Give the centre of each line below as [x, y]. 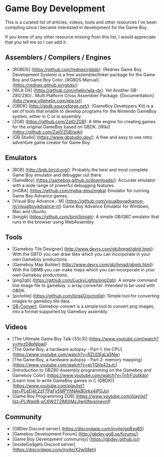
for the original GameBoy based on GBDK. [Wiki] [61, 127]
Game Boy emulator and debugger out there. [57, 175]
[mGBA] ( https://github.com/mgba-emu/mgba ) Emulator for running [81, 190]
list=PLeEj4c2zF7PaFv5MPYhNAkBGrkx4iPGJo [60, 391]
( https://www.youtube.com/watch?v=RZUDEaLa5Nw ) [66, 354]
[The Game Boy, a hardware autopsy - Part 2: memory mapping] [77, 360]
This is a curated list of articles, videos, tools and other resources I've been [81, 22]
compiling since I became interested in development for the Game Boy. [77, 27]
